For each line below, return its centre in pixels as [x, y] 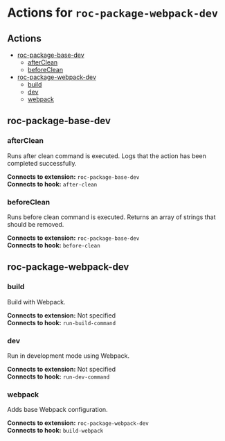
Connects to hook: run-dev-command [58, 377]
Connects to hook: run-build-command [62, 322]
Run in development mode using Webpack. [69, 356]
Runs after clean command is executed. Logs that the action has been [107, 156]
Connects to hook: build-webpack [55, 431]
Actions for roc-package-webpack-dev [112, 13]
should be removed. [36, 224]
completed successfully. [42, 163]
